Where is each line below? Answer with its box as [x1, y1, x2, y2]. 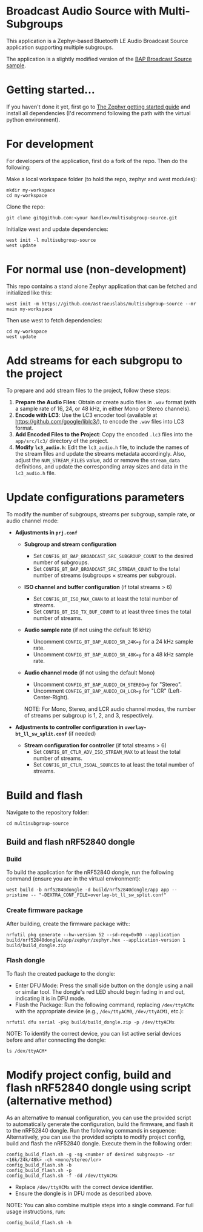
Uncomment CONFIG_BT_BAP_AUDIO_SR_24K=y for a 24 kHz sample [33, 638, 194, 645]
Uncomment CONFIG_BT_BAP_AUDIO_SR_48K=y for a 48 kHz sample [33, 650, 194, 658]
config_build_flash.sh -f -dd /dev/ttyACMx [6, 1173, 118, 1179]
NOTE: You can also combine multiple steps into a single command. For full [6, 1201, 194, 1208]
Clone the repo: [6, 203, 45, 210]
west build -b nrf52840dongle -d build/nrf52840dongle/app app [6, 887, 170, 893]
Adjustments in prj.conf [15, 528, 78, 536]
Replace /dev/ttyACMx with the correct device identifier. [15, 1183, 154, 1190]
